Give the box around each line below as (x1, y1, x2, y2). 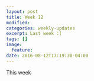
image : (6, 42, 22, 48)
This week (6, 69, 31, 76)
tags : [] (6, 36, 28, 42)
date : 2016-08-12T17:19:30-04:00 (6, 53, 89, 59)
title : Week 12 (6, 14, 44, 20)
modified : (6, 20, 31, 25)
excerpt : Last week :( (6, 31, 62, 37)
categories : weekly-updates (6, 25, 76, 31)
